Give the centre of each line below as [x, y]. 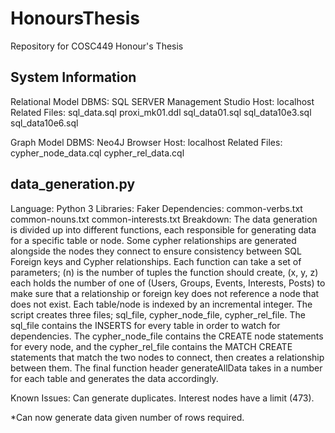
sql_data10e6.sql [44, 123]
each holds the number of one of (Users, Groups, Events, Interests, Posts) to [168, 283]
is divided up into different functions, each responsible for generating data [163, 229]
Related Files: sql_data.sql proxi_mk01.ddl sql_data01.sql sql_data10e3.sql [161, 112]
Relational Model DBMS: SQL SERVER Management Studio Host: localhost [162, 101]
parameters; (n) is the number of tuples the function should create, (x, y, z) [164, 272]
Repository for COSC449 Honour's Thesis [97, 46]
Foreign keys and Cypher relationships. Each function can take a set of [156, 261]
